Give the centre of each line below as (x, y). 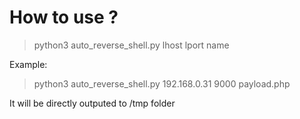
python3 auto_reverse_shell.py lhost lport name (131, 45)
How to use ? (64, 17)
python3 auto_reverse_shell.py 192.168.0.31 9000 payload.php (162, 83)
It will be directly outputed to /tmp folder (92, 103)
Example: (28, 64)
